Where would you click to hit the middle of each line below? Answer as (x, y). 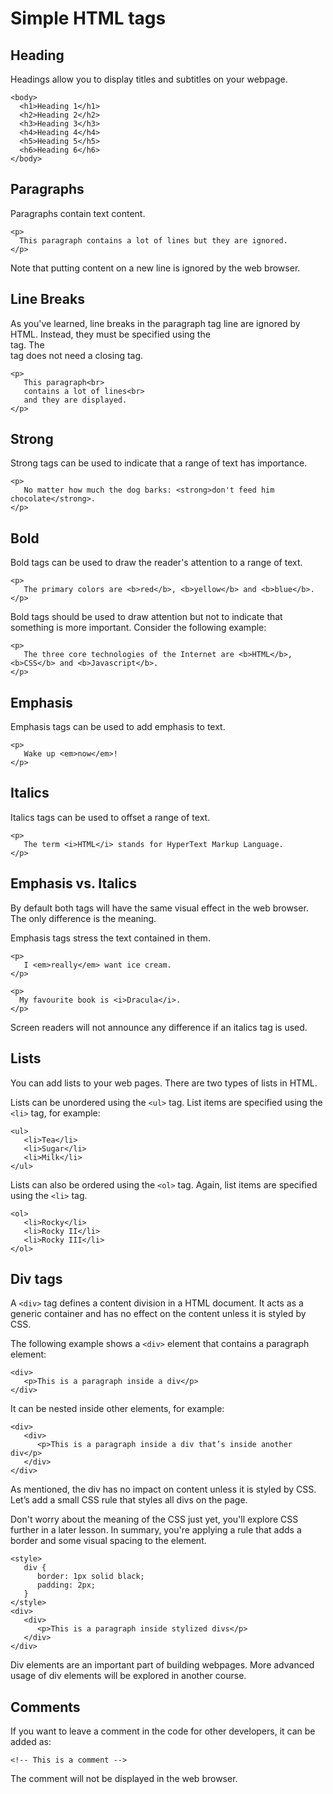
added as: (31, 1742)
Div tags (36, 1278)
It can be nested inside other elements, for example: (117, 1409)
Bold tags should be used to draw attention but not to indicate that (146, 617)
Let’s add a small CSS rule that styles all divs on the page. (129, 1500)
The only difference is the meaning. (83, 918)
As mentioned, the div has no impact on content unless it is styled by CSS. (163, 1489)
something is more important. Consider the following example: (138, 628)
